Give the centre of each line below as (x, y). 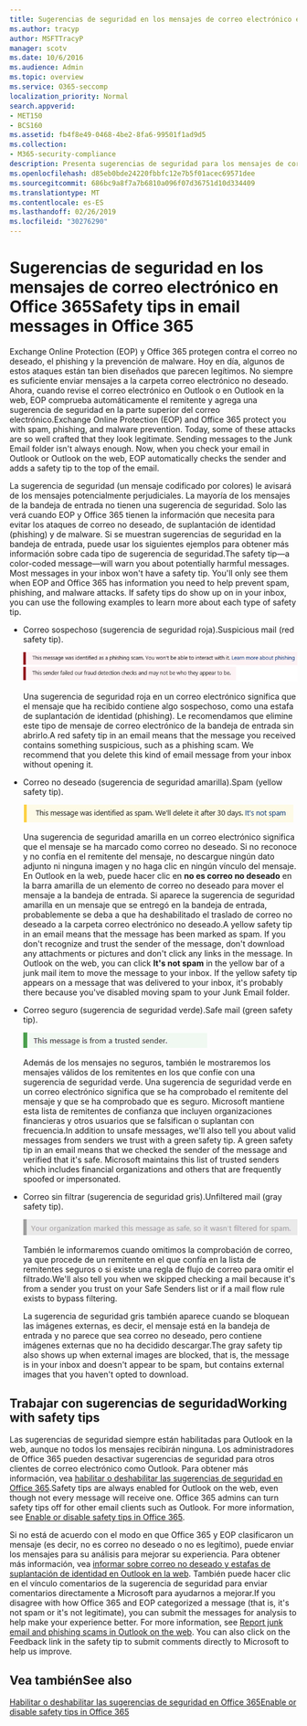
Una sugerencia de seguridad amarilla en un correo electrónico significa (159, 837)
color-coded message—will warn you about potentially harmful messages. (149, 563)
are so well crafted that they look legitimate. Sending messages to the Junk (151, 439)
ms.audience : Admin (47, 68)
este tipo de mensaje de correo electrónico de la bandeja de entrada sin (158, 725)
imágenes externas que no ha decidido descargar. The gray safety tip (153, 1345)
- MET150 (26, 116)
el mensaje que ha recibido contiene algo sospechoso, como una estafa (158, 706)
